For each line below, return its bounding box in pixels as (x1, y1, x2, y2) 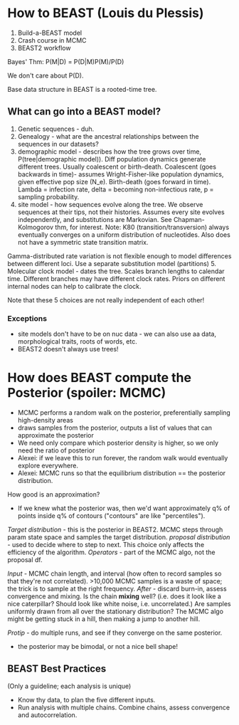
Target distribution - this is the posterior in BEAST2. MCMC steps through (7, 525, 223, 534)
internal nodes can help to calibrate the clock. (7, 282, 142, 290)
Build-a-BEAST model (17, 28, 83, 37)
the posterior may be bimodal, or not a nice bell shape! (17, 642, 179, 650)
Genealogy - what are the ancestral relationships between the (17, 132, 199, 140)
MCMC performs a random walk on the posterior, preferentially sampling (17, 408, 231, 417)
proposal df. (7, 555, 43, 563)
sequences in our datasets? (17, 139, 100, 148)
